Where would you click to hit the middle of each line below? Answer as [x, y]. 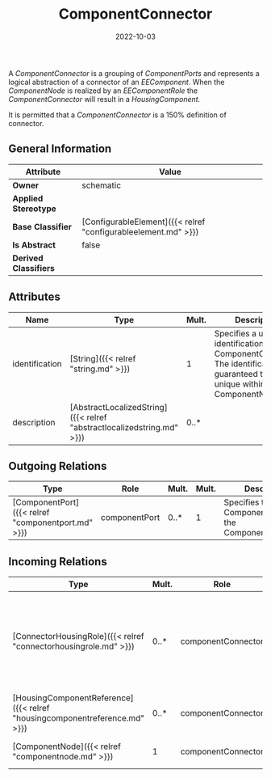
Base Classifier [42, 226]
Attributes [34, 297]
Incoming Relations [58, 562]
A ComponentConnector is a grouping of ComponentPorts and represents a [134, 73]
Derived [28, 258]
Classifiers [33, 268]
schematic [102, 185]
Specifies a [235, 333]
